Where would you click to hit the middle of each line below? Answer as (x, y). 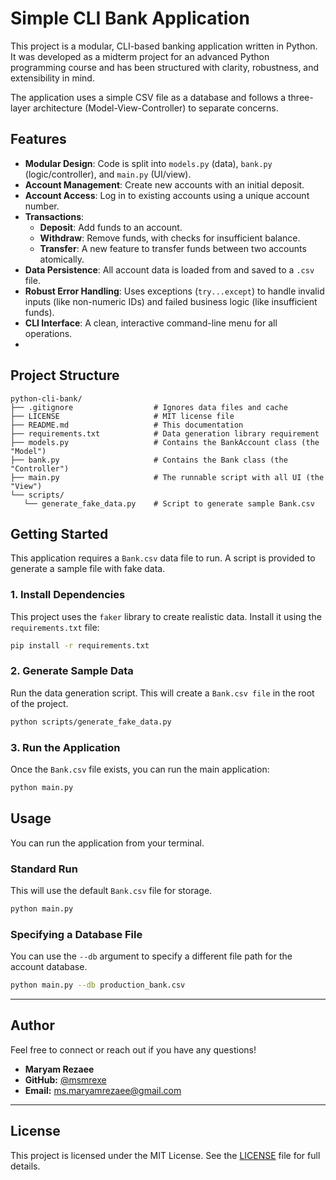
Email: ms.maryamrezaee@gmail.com (103, 1090)
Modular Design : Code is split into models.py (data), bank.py (148, 163)
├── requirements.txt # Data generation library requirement (165, 433)
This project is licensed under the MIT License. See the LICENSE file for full (165, 1155)
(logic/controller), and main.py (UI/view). (108, 174)
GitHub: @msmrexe (65, 1079)
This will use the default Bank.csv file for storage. (111, 890)
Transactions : (54, 216)
